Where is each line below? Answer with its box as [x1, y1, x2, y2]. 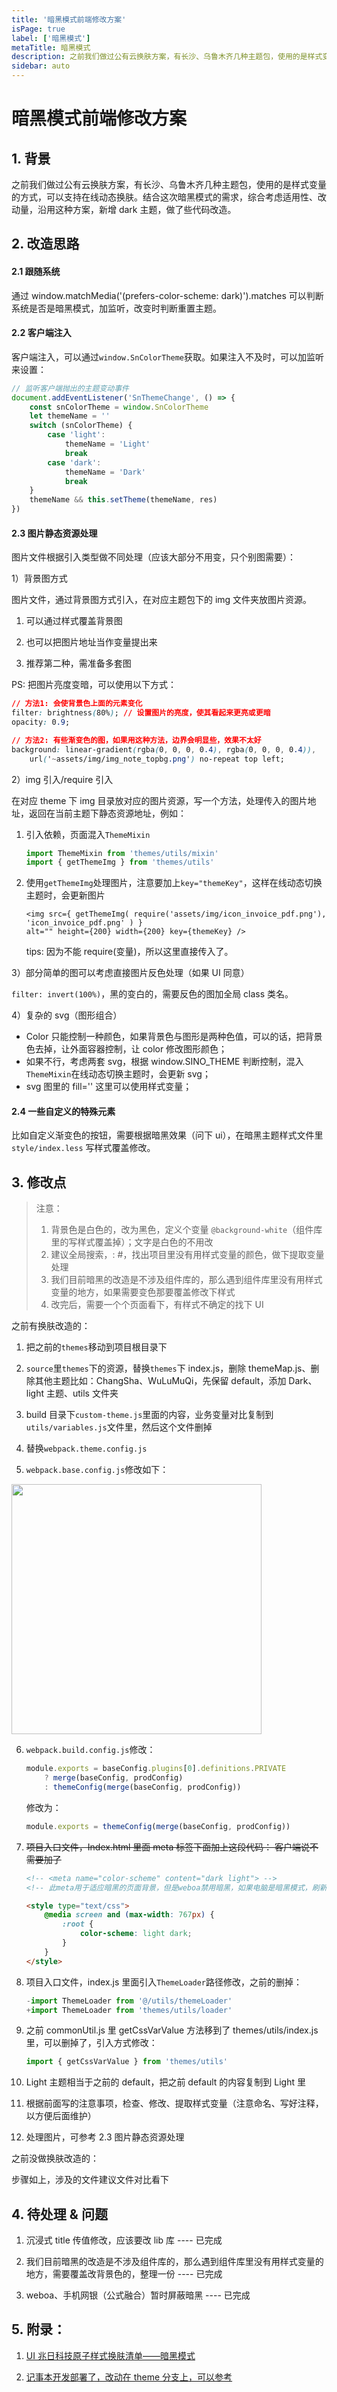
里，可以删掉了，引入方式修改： [25, 2037, 158, 2049]
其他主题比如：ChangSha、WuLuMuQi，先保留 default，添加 [34, 1375, 287, 1387]
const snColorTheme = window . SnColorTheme [29, 402, 209, 412]
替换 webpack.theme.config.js [25, 1442, 148, 1455]
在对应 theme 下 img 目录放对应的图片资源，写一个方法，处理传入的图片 [11, 794, 308, 806]
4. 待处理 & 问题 [11, 2206, 108, 2223]
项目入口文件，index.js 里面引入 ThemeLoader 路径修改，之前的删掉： [25, 1976, 303, 1988]
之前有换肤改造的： [11, 1320, 91, 1332]
